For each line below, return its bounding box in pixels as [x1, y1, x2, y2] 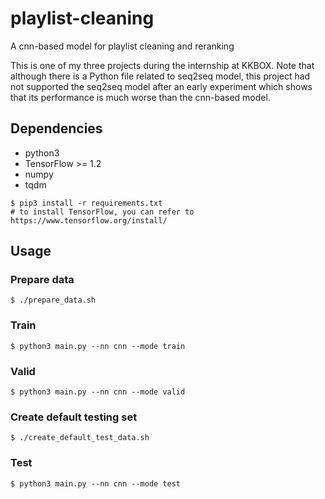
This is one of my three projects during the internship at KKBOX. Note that [10, 59, 315, 71]
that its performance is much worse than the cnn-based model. [10, 91, 271, 103]
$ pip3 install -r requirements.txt [10, 198, 163, 208]
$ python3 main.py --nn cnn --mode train [10, 341, 186, 351]
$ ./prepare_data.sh [10, 295, 97, 306]
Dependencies [10, 120, 103, 137]
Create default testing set [10, 410, 138, 424]
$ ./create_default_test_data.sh [10, 433, 150, 443]
